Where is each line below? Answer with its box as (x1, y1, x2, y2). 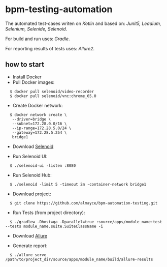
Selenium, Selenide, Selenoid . (5, 25, 68, 32)
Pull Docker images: (12, 79, 55, 85)
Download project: (12, 191, 52, 197)
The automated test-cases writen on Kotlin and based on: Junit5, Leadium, (5, 20, 161, 26)
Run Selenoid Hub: (12, 172, 52, 178)
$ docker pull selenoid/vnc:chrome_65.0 (10, 93, 96, 99)
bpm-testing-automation (5, 4, 113, 15)
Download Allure (12, 232, 47, 239)
